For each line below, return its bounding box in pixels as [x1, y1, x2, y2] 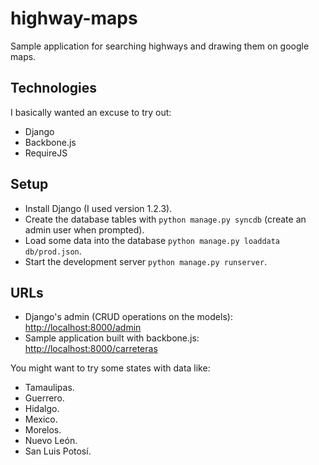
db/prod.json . [24, 245, 82, 257]
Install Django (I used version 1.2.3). [24, 202, 173, 214]
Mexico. [24, 413, 58, 426]
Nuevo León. [24, 435, 78, 447]
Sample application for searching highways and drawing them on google [10, 40, 310, 52]
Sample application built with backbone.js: [24, 332, 200, 344]
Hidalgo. [24, 403, 60, 415]
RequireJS [24, 147, 68, 159]
